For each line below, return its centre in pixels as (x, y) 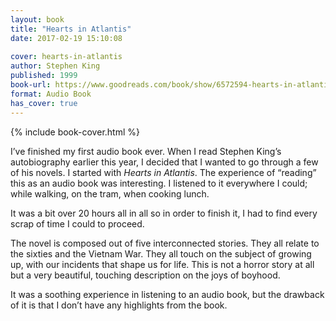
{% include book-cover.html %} (75, 132)
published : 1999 (44, 76)
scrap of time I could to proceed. (77, 223)
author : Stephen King (55, 66)
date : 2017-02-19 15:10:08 (66, 38)
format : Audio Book (51, 94)
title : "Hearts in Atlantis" (71, 29)
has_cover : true (44, 103)
